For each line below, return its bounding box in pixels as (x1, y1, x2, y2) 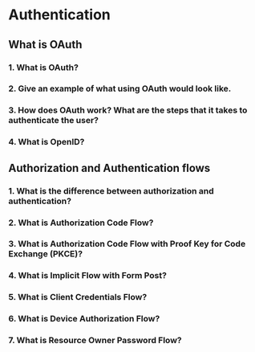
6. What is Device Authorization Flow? (8, 313, 160, 325)
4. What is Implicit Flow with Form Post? (8, 270, 167, 281)
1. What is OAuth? (8, 62, 79, 73)
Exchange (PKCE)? (8, 248, 83, 260)
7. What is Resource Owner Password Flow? (8, 335, 182, 346)
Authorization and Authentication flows (8, 161, 211, 174)
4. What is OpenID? (8, 137, 85, 148)
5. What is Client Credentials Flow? (8, 292, 148, 303)
